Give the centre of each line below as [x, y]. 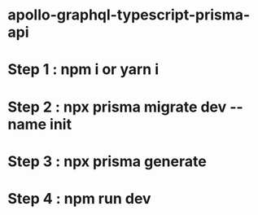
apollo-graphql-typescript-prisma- [129, 15]
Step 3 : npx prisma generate [107, 161]
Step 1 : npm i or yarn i [83, 70]
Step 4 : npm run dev [79, 198]
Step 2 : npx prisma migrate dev [117, 107]
